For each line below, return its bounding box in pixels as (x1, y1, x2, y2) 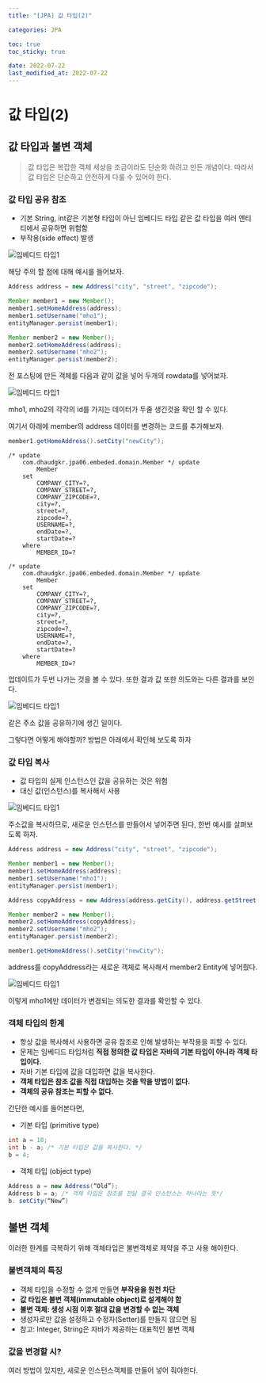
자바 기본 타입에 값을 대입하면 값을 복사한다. (19, 1067, 156, 1076)
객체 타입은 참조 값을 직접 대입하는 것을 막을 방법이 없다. (19, 1077, 191, 1087)
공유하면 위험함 (40, 223, 89, 233)
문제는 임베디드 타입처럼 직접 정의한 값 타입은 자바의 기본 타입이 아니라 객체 (19, 1047, 250, 1056)
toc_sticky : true (8, 48, 66, 55)
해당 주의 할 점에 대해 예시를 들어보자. (8, 267, 124, 277)
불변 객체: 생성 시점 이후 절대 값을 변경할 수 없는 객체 (19, 1305, 180, 1314)
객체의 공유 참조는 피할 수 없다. (19, 1087, 114, 1096)
